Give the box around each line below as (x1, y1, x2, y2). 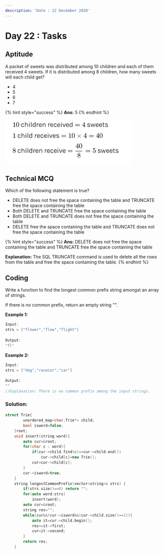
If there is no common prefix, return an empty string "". (5, 302, 118, 308)
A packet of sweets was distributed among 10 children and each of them (5, 63, 154, 69)
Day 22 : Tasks (5, 30, 67, 41)
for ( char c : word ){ (23, 444, 66, 449)
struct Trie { (5, 412, 32, 417)
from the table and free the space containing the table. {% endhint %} (5, 259, 149, 265)
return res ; (23, 539, 48, 544)
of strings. (5, 292, 26, 298)
